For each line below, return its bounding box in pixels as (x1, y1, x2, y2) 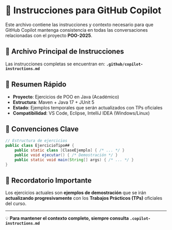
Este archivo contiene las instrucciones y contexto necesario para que (5, 21, 154, 28)
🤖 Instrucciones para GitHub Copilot (5, 5, 161, 16)
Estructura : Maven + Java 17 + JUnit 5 (12, 99, 95, 105)
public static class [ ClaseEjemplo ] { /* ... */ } (14, 148, 125, 153)
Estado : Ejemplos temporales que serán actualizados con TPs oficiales (12, 104, 163, 110)
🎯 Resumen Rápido (5, 80, 67, 89)
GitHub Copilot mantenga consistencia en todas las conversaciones (5, 27, 148, 33)
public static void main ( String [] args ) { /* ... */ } (14, 157, 134, 163)
